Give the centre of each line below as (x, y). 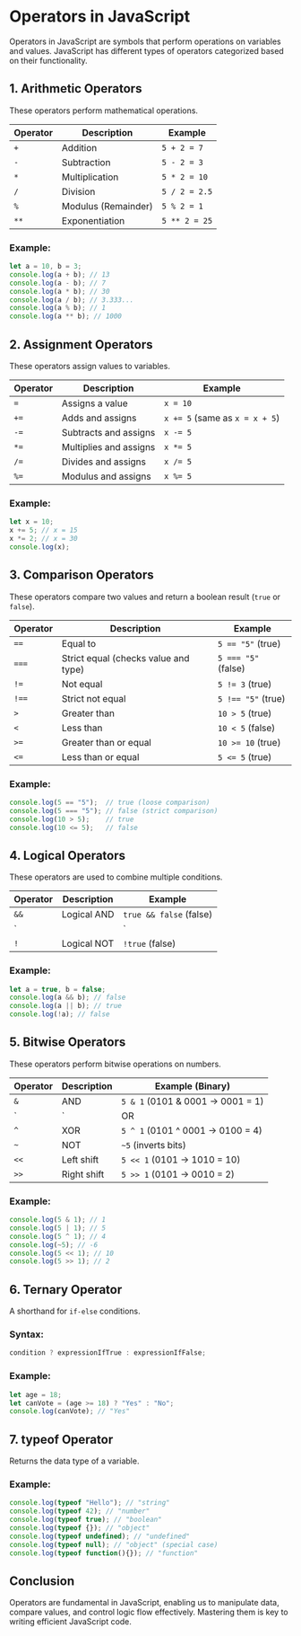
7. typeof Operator (61, 1439)
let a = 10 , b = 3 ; (46, 267)
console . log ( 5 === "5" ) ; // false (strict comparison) (114, 810)
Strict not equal (94, 698)
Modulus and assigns (106, 476)
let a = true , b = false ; (57, 989)
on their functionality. (48, 60)
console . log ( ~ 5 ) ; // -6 (54, 1245)
